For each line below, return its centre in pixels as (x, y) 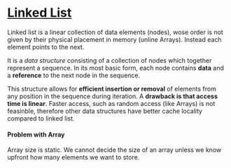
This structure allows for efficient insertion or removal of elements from (112, 89)
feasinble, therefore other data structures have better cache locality (105, 111)
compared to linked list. (41, 118)
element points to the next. (46, 47)
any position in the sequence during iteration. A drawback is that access (113, 96)
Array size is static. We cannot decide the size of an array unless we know (114, 150)
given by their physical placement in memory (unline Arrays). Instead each (114, 39)
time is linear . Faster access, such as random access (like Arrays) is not (111, 103)
